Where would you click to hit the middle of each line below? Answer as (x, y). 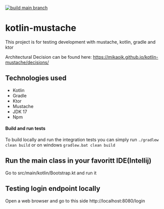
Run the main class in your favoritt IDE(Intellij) (78, 161)
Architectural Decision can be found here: (49, 57)
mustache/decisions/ (27, 62)
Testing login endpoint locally (53, 189)
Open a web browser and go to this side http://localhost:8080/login (75, 200)
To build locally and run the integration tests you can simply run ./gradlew (82, 139)
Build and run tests (25, 129)
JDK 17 (20, 112)
